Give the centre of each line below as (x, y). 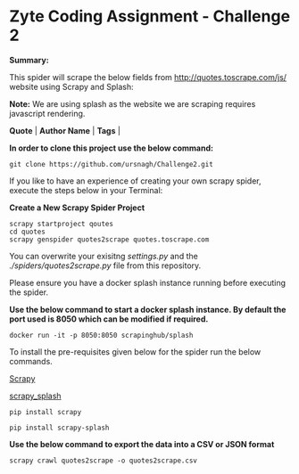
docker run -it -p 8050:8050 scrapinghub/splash (101, 335)
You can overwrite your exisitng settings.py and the (104, 256)
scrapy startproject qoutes (62, 224)
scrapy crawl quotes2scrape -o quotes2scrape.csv (104, 461)
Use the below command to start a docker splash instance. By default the (148, 309)
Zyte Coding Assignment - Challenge (150, 16)
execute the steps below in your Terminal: (86, 190)
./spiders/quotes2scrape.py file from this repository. (105, 266)
